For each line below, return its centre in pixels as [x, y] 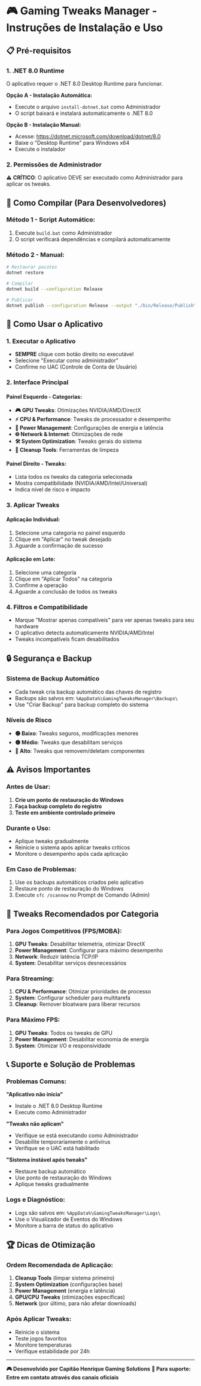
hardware [27, 627]
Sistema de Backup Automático [53, 679]
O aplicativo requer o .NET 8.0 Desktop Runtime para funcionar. [85, 83]
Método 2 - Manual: [35, 254]
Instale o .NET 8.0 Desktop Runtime [59, 1106]
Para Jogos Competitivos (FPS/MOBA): [64, 931]
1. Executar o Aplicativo [41, 341]
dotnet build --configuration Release [54, 289]
